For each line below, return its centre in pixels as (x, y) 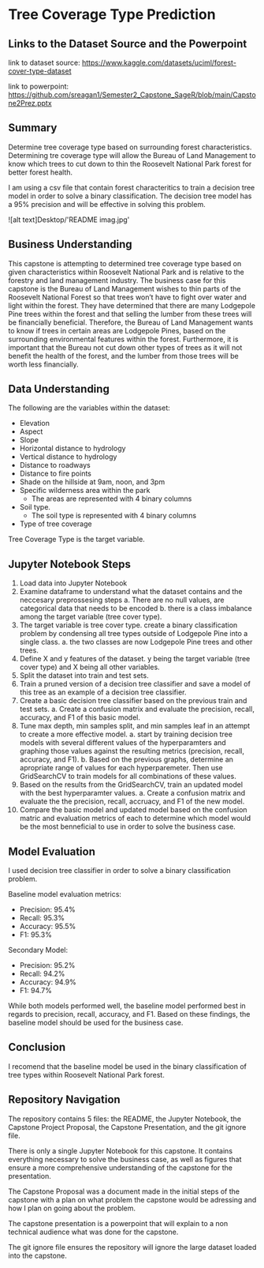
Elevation (34, 423)
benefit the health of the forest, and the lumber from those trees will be (123, 356)
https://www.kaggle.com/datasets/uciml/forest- (159, 62)
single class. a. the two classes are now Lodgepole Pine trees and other (136, 642)
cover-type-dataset (40, 71)
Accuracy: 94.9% (48, 982)
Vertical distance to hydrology (68, 457)
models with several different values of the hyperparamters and (123, 743)
